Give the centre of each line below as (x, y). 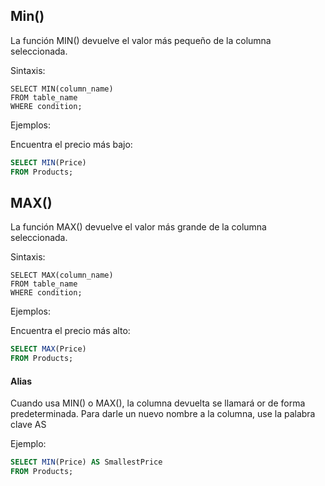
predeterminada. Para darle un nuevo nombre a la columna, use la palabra (163, 414)
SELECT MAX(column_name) (62, 275)
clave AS (28, 425)
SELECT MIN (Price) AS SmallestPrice (86, 462)
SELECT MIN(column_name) (62, 89)
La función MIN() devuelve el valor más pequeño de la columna (141, 40)
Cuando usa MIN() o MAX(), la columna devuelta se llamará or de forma (158, 403)
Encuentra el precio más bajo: (71, 144)
